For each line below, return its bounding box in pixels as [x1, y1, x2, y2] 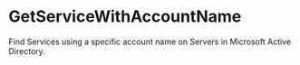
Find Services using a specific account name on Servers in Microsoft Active [8, 36, 292, 47]
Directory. [8, 45, 46, 56]
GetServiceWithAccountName [8, 6, 242, 27]
